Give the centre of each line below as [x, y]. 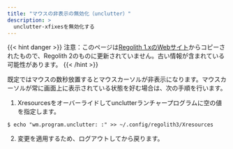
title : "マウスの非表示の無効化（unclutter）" [69, 14]
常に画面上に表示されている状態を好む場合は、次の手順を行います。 [129, 88]
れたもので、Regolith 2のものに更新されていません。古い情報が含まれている [116, 56]
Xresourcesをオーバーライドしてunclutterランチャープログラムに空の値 [119, 103]
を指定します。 [39, 111]
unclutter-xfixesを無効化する [54, 26]
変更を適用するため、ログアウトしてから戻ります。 [90, 139]
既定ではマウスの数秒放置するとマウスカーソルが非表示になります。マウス [114, 79]
